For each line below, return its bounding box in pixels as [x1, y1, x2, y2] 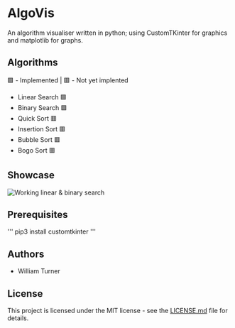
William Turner [17, 267, 60, 275]
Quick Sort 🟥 [17, 114, 58, 122]
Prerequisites [7, 208, 68, 221]
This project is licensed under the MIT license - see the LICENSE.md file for [7, 307, 229, 315]
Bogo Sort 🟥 [17, 146, 55, 154]
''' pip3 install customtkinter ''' [7, 227, 97, 236]
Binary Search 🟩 [17, 103, 67, 111]
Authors [7, 248, 45, 260]
